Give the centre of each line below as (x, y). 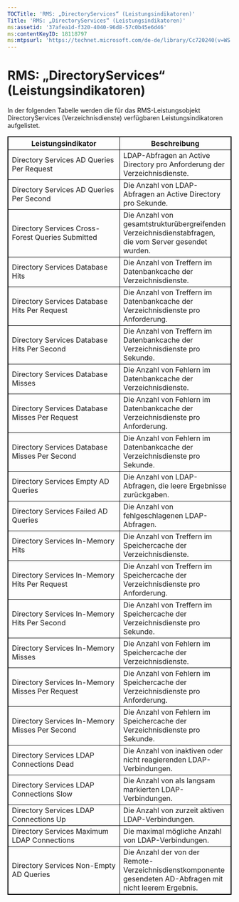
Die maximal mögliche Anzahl (172, 832)
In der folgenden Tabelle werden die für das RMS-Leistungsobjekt (104, 110)
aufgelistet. (24, 126)
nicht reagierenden (155, 760)
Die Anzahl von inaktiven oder (173, 751)
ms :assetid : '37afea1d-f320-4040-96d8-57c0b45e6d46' (87, 27)
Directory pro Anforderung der (174, 164)
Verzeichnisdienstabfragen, (169, 233)
